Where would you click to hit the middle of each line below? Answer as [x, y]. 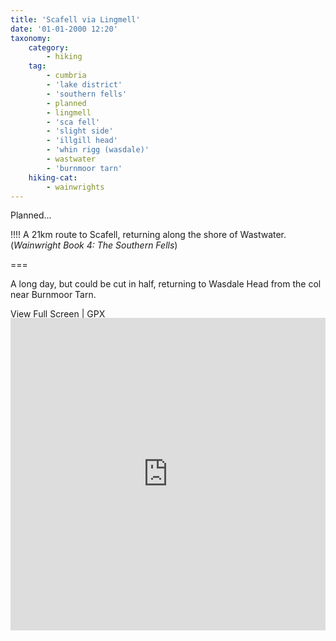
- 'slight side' [80, 131]
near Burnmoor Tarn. [53, 295]
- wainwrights [75, 187]
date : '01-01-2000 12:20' [64, 29]
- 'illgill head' [82, 141]
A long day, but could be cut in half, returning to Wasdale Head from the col [166, 284]
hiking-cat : [53, 177]
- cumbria [66, 76]
